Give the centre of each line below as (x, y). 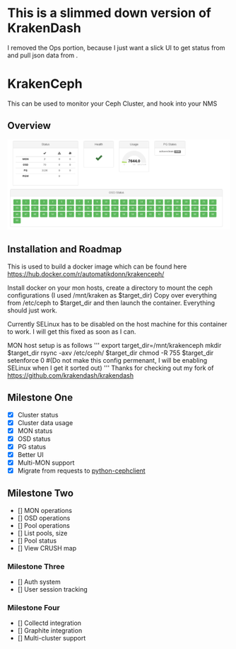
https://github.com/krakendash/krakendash (71, 375)
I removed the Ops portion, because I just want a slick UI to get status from (116, 47)
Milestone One (40, 398)
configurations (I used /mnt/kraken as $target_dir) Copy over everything (112, 295)
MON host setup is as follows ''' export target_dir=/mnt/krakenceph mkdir (114, 345)
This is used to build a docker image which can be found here (97, 266)
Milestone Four (34, 608)
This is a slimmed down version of (110, 13)
